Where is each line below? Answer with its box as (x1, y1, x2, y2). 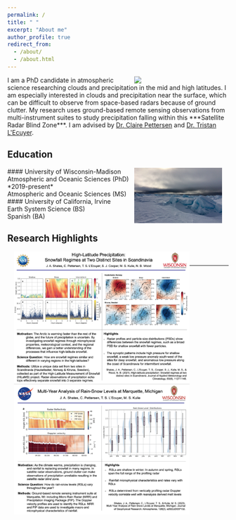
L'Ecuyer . (7, 128, 34, 136)
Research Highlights (7, 233, 98, 245)
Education (7, 148, 53, 161)
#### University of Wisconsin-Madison (7, 167, 122, 176)
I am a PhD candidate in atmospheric (7, 76, 114, 84)
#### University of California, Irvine (7, 197, 111, 205)
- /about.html (13, 56, 55, 63)
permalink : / (7, 11, 46, 18)
